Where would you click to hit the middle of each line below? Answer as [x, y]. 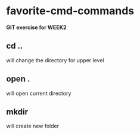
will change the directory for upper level [55, 60]
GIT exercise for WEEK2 [36, 27]
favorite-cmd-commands [70, 11]
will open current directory [39, 93]
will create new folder [33, 126]
